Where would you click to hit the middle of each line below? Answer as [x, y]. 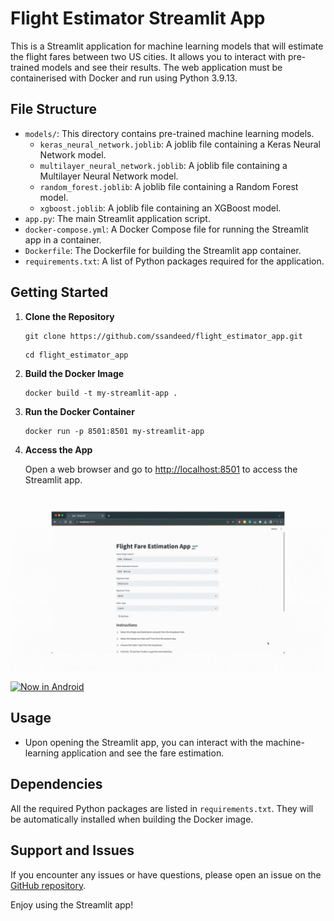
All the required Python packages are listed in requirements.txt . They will [162, 808]
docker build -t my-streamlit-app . [101, 393]
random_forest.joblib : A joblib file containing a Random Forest [169, 186]
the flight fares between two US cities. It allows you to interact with [148, 56]
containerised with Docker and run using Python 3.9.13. [124, 78]
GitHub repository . [48, 885]
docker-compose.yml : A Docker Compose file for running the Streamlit [166, 229]
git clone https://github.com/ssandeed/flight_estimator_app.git [163, 336]
